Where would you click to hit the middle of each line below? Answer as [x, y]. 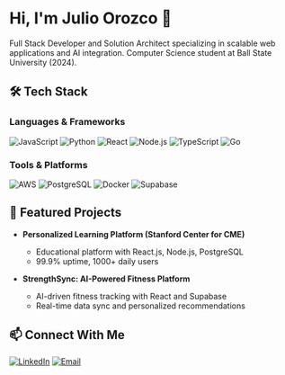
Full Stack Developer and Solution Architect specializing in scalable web [142, 43]
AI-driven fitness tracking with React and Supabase [131, 296]
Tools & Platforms [49, 165]
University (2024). [43, 62]
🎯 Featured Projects [66, 213]
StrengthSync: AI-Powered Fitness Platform [106, 279]
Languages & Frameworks [67, 122]
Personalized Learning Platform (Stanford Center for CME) [134, 234]
